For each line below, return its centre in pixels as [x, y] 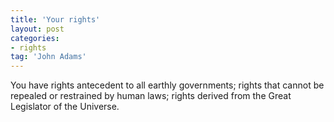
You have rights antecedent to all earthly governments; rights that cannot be [167, 85]
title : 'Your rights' [55, 19]
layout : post [37, 29]
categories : [35, 38]
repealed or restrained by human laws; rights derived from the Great [151, 96]
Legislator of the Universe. [65, 107]
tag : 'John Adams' [48, 57]
